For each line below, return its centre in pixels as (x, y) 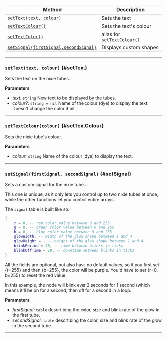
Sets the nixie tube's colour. (34, 137)
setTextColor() (26, 37)
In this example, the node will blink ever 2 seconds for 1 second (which (78, 285)
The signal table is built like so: (37, 209)
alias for (111, 34)
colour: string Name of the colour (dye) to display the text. (73, 156)
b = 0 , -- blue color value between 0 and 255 (63, 232)
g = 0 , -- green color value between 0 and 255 (64, 227)
